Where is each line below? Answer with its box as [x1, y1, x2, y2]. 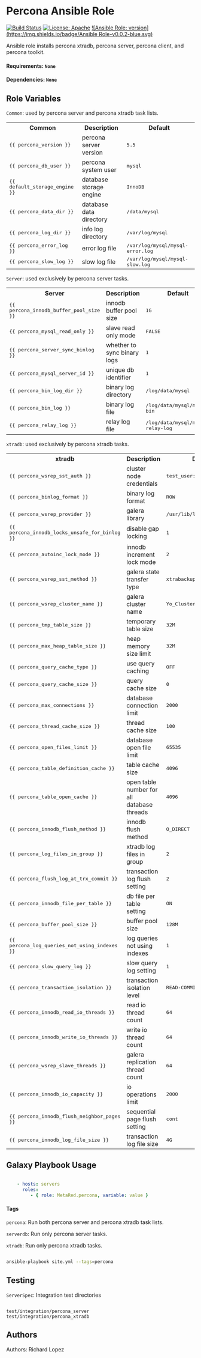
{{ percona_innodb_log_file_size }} [9, 1137, 109, 1144]
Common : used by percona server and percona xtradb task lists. [6, 109, 159, 117]
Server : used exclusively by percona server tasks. [6, 274, 129, 282]
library [126, 514, 145, 522]
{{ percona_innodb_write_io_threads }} [9, 1034, 118, 1040]
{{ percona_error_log [9, 242, 68, 249]
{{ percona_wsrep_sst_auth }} [9, 473, 92, 479]
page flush [126, 1115, 157, 1123]
